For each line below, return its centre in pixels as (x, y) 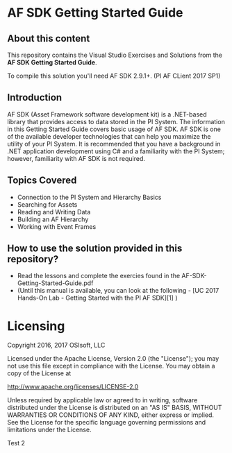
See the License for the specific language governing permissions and (107, 422)
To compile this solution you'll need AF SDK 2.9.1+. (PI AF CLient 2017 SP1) (114, 76)
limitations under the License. (49, 430)
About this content (49, 39)
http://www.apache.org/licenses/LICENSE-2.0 (73, 387)
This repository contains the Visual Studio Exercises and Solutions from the (115, 55)
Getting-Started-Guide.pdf (55, 283)
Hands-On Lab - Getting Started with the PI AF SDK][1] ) (98, 298)
